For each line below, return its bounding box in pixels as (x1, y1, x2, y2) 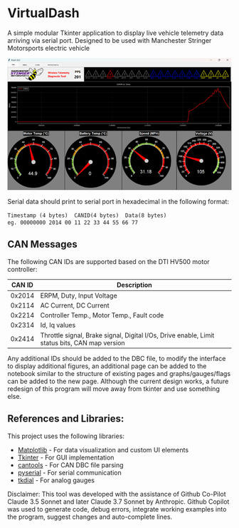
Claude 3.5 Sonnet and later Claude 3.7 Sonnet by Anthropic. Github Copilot (7, 497, 230, 506)
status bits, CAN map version (40, 338, 126, 347)
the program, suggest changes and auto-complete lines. (7, 512, 173, 521)
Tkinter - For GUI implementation (17, 453, 115, 462)
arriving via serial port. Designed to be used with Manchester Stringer (7, 36, 212, 44)
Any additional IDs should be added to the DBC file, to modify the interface (7, 355, 226, 363)
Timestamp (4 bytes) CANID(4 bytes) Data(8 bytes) (7, 212, 167, 219)
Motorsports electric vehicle (7, 44, 90, 52)
